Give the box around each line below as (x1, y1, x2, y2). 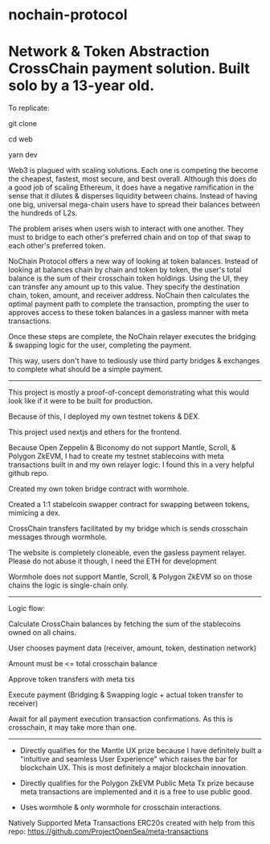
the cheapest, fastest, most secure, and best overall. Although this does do (8, 174, 257, 184)
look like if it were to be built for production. (8, 396, 153, 406)
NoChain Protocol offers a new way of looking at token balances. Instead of (8, 256, 259, 266)
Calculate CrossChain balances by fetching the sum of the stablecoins (8, 619, 241, 629)
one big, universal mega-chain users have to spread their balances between (8, 199, 260, 210)
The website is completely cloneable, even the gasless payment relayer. (8, 548, 247, 558)
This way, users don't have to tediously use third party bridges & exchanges (8, 356, 260, 366)
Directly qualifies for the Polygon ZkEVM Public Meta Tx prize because (19, 778, 255, 789)
